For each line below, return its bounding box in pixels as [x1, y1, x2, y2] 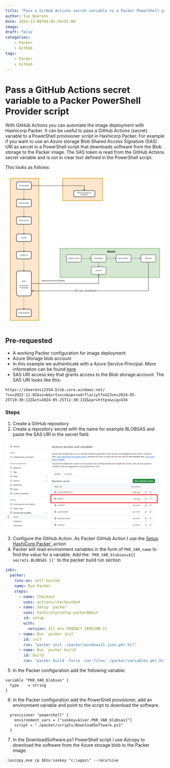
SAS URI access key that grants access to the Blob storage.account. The [12, 371, 164, 377]
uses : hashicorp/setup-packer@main [23, 610, 99, 615]
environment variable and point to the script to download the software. [12, 702, 160, 708]
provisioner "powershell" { [10, 713, 69, 718]
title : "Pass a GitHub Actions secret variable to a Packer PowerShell [5, 8, 159, 13]
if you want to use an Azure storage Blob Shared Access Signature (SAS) [5, 138, 158, 144]
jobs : [5, 568, 17, 573]
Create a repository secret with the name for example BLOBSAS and [12, 426, 155, 432]
